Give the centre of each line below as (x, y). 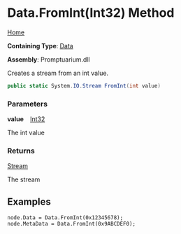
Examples (29, 201)
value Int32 (26, 119)
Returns (21, 151)
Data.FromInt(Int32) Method (91, 13)
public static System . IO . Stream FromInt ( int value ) (84, 85)
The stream (24, 179)
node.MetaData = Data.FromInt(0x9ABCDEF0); (72, 224)
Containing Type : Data (40, 46)
